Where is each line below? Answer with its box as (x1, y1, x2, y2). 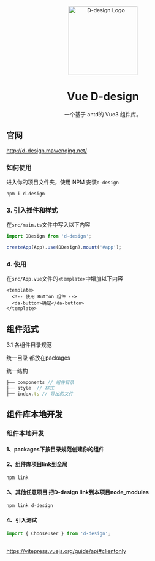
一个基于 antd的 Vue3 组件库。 (64, 110, 142, 118)
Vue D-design (67, 89, 139, 104)
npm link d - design (6, 503, 53, 509)
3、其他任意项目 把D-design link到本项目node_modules (6, 489, 149, 496)
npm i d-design (6, 190, 45, 197)
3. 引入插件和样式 (6, 206, 58, 214)
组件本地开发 (6, 429, 45, 438)
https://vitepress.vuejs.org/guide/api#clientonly (6, 548, 127, 555)
